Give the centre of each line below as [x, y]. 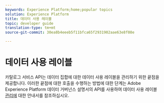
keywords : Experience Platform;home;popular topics [59, 10]
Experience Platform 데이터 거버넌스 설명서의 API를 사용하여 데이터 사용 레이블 [81, 89]
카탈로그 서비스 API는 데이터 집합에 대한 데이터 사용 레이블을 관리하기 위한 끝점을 [82, 77]
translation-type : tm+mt [30, 28]
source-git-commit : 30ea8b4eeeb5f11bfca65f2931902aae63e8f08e [70, 32]
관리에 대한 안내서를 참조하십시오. [37, 95]
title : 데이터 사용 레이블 [28, 19]
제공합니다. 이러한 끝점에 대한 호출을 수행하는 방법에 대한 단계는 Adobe [73, 83]
